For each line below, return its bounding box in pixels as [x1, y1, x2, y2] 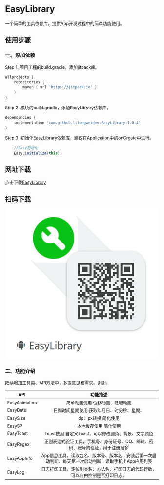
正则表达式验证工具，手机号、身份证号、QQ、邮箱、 [44, 438, 150, 444]
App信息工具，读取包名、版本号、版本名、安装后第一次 [41, 453, 152, 458]
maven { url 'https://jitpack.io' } [22, 85, 97, 90]
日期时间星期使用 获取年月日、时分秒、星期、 [53, 407, 145, 413]
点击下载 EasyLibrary [5, 179, 46, 185]
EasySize [7, 415, 26, 421]
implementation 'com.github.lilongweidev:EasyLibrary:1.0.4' [14, 120, 141, 125]
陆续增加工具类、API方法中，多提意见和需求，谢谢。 [5, 379, 111, 386]
